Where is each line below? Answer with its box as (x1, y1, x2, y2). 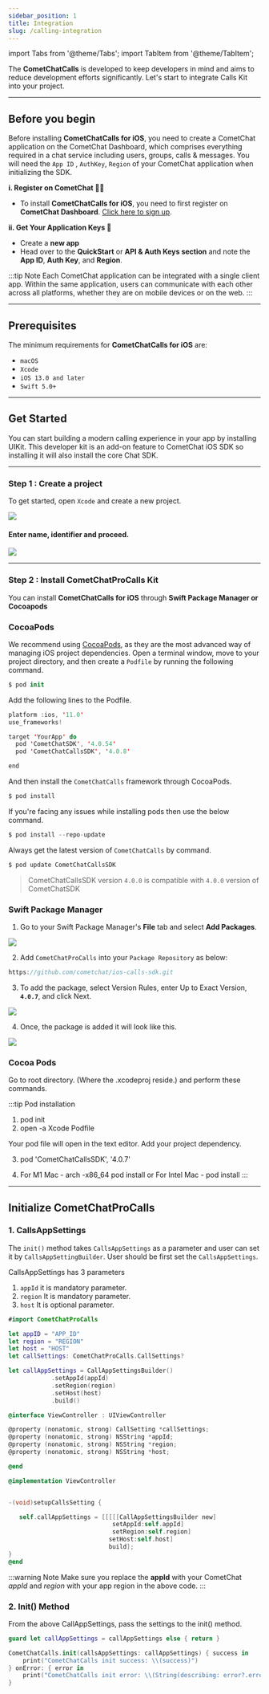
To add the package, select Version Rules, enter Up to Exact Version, (19, 983, 247, 992)
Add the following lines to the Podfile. (8, 695, 132, 705)
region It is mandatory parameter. (19, 1291, 131, 1301)
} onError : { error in (8, 1663, 84, 1672)
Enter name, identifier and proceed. (8, 529, 130, 539)
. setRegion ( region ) (50, 1382, 116, 1390)
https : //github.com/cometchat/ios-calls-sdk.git (8, 968, 174, 976)
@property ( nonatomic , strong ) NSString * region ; (8, 1440, 178, 1449)
